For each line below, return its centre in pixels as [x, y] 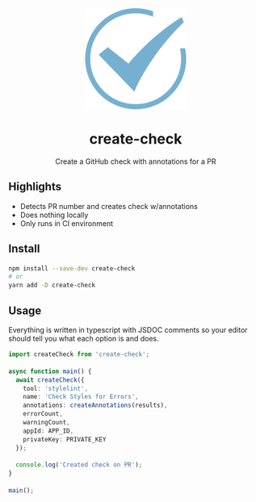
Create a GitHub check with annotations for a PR [136, 161]
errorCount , [43, 414]
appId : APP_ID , [48, 431]
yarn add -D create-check [52, 286]
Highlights [35, 187]
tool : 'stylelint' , [56, 388]
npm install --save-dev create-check [72, 268]
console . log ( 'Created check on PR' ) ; [79, 465]
